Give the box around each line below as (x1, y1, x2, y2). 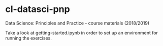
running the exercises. (5, 35, 52, 41)
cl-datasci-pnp (5, 3, 70, 15)
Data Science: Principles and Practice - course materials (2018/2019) (5, 20, 150, 26)
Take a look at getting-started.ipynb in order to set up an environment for (5, 29, 158, 35)
